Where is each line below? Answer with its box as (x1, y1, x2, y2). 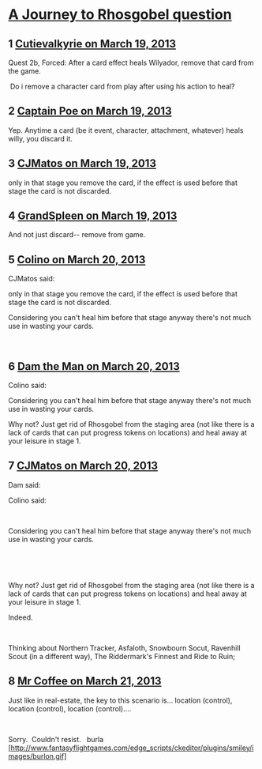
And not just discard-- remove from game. (8, 230, 146, 239)
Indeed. (8, 613, 33, 622)
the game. (8, 66, 41, 76)
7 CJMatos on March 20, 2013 (8, 459, 159, 473)
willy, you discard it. (8, 134, 73, 143)
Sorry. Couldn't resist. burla (8, 734, 104, 744)
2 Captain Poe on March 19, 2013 (8, 104, 172, 118)
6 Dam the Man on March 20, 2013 (8, 360, 180, 373)
